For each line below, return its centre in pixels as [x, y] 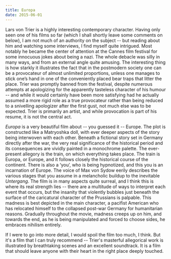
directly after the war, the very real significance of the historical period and [84, 143]
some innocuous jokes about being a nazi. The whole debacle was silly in [83, 56]
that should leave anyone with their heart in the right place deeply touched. [84, 251]
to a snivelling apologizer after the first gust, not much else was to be [78, 106]
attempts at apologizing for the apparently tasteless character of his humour [86, 89]
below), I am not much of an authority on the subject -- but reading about [83, 40]
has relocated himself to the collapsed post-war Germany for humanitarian [84, 208]
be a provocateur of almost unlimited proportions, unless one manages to [83, 73]
